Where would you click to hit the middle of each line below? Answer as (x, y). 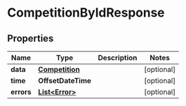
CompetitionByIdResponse (86, 13)
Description (118, 58)
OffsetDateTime (65, 81)
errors (21, 92)
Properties (30, 38)
